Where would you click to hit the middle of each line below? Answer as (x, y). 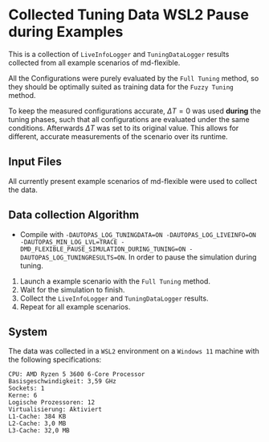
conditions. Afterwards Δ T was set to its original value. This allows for (124, 128)
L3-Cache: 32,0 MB (39, 431)
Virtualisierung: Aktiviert (55, 410)
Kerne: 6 (23, 395)
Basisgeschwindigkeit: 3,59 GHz (62, 382)
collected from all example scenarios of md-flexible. (94, 63)
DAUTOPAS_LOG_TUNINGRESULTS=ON (72, 258)
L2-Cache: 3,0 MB (37, 424)
